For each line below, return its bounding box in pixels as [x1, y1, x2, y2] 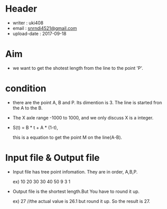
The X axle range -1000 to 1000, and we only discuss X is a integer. [12, 114, 154, 120]
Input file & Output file [5, 152, 100, 163]
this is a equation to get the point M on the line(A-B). [12, 134, 122, 140]
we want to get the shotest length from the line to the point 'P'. [12, 65, 144, 71]
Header [5, 3, 37, 15]
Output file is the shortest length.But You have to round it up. [12, 188, 140, 194]
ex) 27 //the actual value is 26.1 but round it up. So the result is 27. [12, 198, 151, 204]
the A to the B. [12, 105, 43, 111]
